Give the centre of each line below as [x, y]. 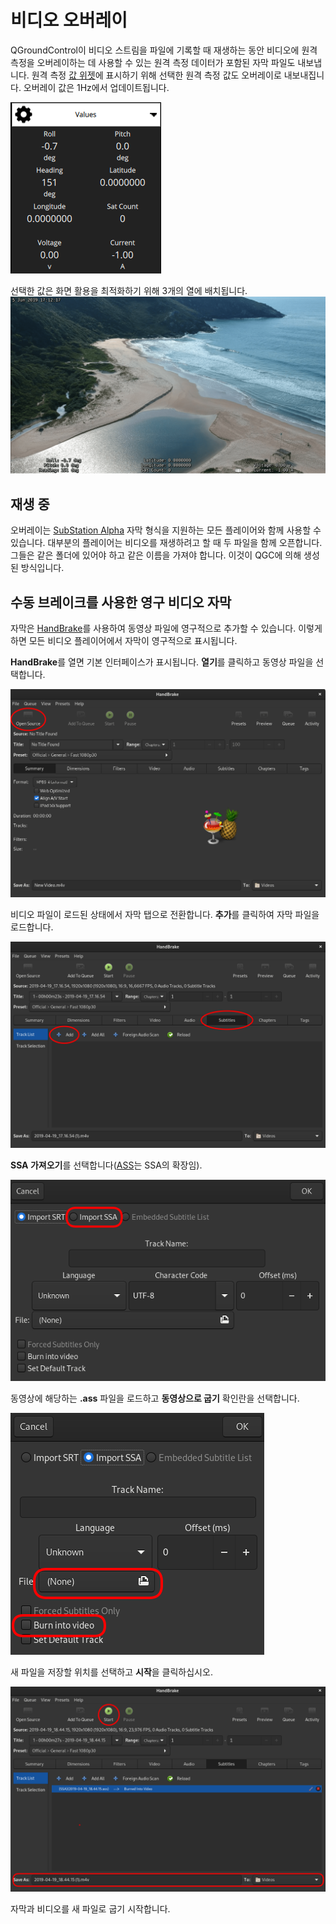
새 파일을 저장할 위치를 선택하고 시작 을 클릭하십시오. [111, 1672]
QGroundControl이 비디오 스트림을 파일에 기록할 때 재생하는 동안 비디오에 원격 [164, 50]
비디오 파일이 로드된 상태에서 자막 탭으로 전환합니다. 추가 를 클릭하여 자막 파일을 [165, 915]
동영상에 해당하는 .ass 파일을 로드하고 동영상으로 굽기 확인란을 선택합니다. [155, 1398]
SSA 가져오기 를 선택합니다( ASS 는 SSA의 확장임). [106, 1165]
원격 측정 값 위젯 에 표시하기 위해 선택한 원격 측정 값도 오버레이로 [156, 75]
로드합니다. [32, 927]
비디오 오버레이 [69, 20]
